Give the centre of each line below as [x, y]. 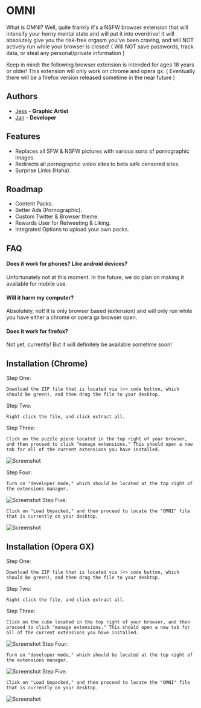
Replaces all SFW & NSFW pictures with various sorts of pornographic [102, 151]
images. [25, 157]
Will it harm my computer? [40, 297]
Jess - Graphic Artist [42, 111]
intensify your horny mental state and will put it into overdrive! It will [90, 33]
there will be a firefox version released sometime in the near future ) [91, 77]
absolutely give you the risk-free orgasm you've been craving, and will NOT [100, 40]
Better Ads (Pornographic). [49, 210]
